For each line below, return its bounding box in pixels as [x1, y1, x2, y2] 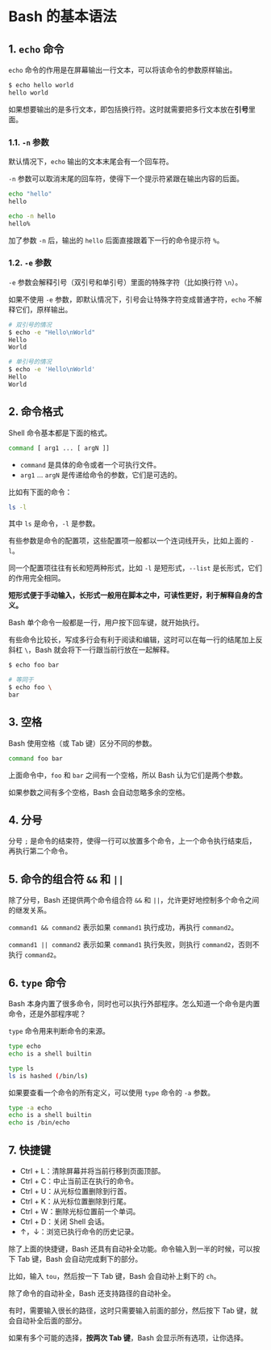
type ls [8, 1064, 35, 1073]
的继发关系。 [8, 905, 51, 915]
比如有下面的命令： [8, 487, 73, 497]
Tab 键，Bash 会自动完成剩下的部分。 [17, 1254, 143, 1263]
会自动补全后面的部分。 [8, 1315, 86, 1325]
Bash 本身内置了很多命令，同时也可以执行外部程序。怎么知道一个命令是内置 [8, 999, 261, 1009]
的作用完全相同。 [8, 573, 65, 583]
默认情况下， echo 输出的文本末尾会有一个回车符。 [8, 157, 173, 167]
